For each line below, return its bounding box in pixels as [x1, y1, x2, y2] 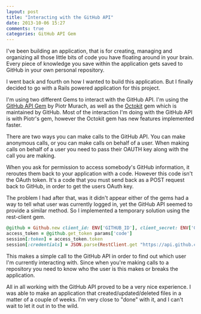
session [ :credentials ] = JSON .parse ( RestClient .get [6, 242, 138, 248]
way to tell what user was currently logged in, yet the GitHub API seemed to [6, 201, 193, 208]
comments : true [6, 25, 44, 32]
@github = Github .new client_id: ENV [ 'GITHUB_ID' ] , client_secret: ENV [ [6, 225, 191, 231]
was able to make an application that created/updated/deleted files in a [6, 289, 181, 297]
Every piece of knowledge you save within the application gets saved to [6, 60, 183, 68]
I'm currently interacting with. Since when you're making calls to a [6, 258, 169, 266]
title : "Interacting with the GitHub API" [6, 14, 114, 20]
